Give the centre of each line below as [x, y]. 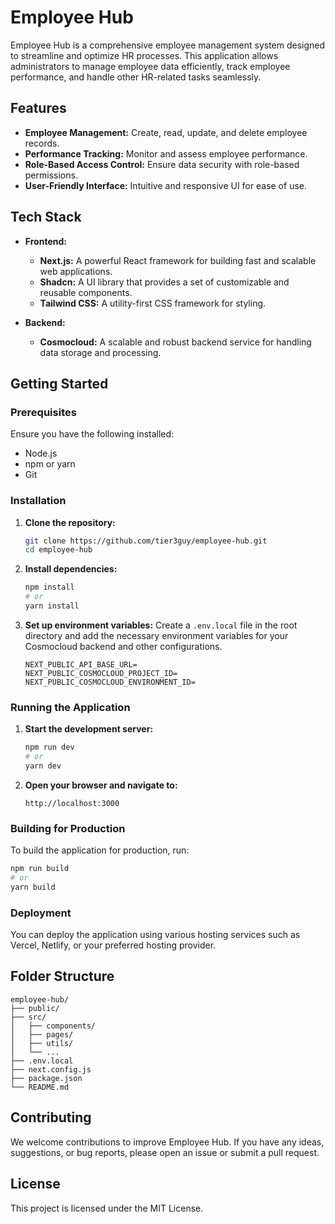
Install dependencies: [71, 569]
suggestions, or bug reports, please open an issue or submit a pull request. [165, 1152]
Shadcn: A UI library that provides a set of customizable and [164, 282]
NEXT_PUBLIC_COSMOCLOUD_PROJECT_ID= [101, 673]
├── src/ [28, 1017]
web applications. [76, 271]
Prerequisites [43, 412]
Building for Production [68, 828]
